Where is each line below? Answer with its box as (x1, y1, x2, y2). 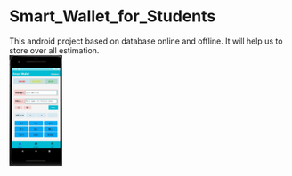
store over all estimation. (9, 44, 100, 55)
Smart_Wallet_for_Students (9, 6, 216, 27)
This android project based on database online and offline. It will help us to (9, 36, 283, 46)
